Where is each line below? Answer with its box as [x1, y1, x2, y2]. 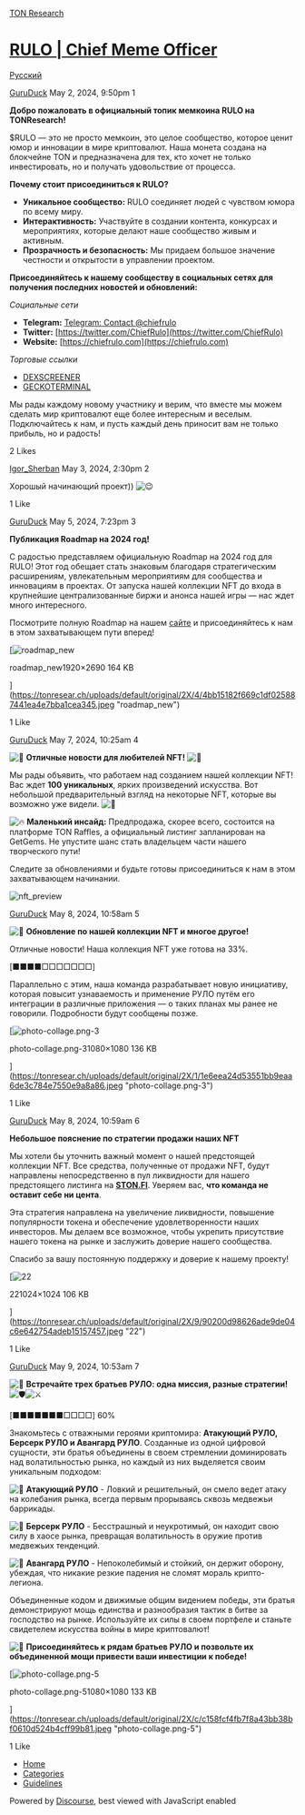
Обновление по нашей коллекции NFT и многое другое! [25, 925, 250, 936]
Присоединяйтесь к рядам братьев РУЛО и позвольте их [25, 1641, 254, 1652]
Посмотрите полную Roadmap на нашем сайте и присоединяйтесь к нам [9, 617, 293, 628]
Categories [22, 1768, 64, 1779]
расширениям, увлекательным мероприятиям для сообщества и [9, 570, 263, 581]
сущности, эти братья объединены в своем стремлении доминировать [9, 1447, 288, 1457]
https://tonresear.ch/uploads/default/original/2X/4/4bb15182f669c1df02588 [12, 689, 296, 700]
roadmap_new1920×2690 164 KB [9, 661, 134, 672]
